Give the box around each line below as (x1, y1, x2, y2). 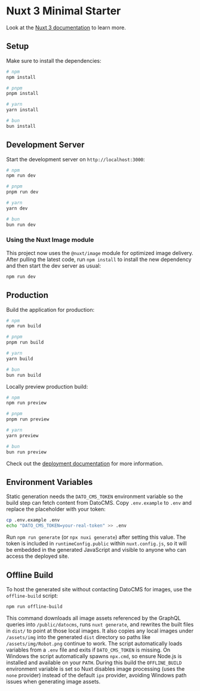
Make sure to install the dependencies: (6, 57, 101, 64)
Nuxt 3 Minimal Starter (6, 4, 121, 18)
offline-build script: (6, 592, 59, 599)
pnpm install (6, 91, 39, 97)
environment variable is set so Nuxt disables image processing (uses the (6, 665, 185, 672)
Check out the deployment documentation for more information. (6, 460, 164, 467)
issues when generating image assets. (6, 678, 100, 685)
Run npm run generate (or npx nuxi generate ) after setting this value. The (6, 533, 186, 541)
